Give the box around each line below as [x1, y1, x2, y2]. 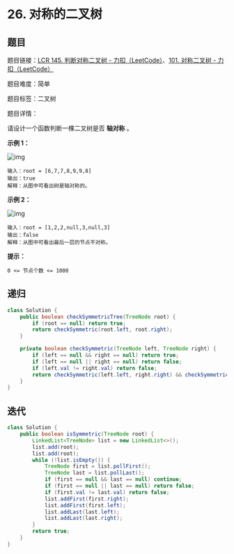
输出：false [7, 231, 39, 238]
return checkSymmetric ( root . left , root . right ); [32, 326, 173, 333]
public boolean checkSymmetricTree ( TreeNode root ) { [19, 313, 176, 321]
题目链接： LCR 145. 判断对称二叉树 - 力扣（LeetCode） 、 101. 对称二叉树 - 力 [7, 56, 224, 64]
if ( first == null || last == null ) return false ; [44, 482, 195, 489]
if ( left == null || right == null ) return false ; [32, 358, 182, 365]
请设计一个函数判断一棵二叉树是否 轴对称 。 [7, 124, 133, 132]
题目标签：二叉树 [7, 95, 56, 102]
